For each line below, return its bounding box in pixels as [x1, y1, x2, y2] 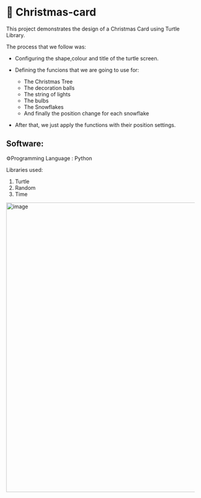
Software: [6, 139, 44, 149]
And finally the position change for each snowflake [23, 110, 150, 117]
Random [14, 184, 36, 191]
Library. [6, 31, 25, 38]
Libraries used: [6, 166, 43, 173]
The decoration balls [23, 84, 75, 92]
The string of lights [23, 90, 71, 98]
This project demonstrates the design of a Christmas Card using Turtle [6, 25, 180, 32]
